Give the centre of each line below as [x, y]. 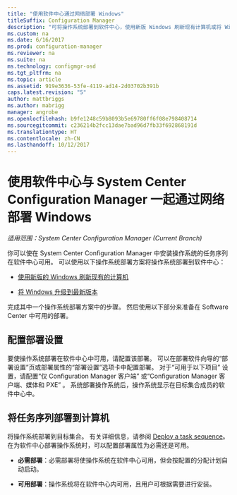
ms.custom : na [28, 33]
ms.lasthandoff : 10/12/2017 [49, 145]
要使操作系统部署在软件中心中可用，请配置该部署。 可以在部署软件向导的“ [115, 358]
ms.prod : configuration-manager [55, 47]
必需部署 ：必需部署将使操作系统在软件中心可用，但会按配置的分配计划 [120, 460]
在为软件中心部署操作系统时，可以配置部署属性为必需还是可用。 [100, 445]
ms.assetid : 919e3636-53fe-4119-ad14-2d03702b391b [83, 86]
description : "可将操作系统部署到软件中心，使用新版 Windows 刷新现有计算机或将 [115, 27]
